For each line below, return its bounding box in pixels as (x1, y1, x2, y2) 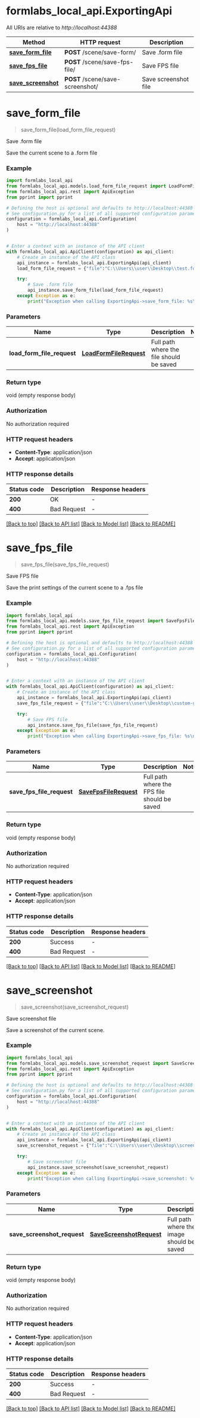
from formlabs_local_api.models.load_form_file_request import (6, 183, 167, 189)
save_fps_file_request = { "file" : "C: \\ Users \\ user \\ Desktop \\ (17, 700, 174, 706)
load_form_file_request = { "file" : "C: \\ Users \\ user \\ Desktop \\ (17, 265, 177, 271)
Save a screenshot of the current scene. (6, 1026, 105, 1033)
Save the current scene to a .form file (6, 149, 98, 156)
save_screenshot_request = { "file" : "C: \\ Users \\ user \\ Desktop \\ (17, 1142, 180, 1149)
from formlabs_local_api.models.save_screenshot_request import (6, 1060, 169, 1066)
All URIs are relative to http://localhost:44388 (6, 24, 117, 31)
